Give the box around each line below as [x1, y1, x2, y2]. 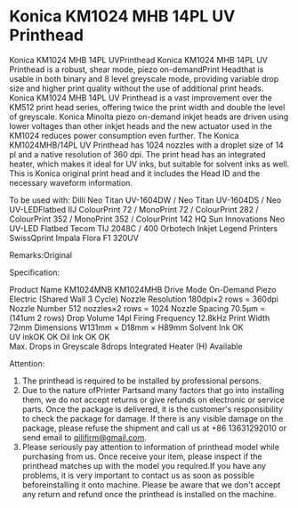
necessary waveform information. [9, 177, 133, 188]
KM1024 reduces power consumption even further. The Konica [9, 130, 239, 141]
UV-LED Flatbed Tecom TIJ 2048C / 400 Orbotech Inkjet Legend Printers [9, 222, 278, 233]
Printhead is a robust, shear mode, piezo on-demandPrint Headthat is [9, 64, 264, 75]
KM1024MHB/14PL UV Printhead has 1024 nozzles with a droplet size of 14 [9, 140, 285, 150]
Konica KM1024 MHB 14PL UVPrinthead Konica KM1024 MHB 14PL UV [9, 54, 269, 65]
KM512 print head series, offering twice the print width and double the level [9, 101, 286, 112]
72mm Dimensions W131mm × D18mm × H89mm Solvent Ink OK [9, 322, 244, 333]
